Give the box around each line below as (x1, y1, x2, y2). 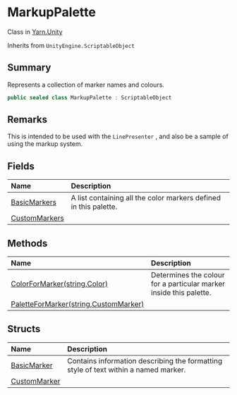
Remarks (7, 114, 48, 126)
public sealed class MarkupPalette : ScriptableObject (7, 94, 172, 101)
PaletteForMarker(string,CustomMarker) (11, 299, 145, 309)
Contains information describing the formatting (66, 355, 223, 365)
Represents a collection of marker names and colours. (7, 80, 164, 89)
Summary (7, 61, 51, 74)
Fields (7, 160, 35, 172)
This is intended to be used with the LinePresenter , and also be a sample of (7, 132, 229, 141)
